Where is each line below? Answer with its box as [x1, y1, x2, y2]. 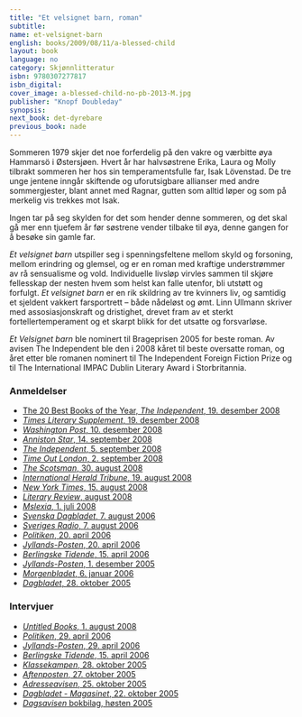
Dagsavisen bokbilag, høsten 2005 [22, 697, 153, 708]
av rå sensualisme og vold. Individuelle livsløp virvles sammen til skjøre [9, 268, 273, 279]
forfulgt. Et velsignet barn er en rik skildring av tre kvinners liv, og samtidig [9, 288, 287, 298]
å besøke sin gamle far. [9, 232, 96, 242]
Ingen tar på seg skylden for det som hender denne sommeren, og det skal [9, 213, 288, 223]
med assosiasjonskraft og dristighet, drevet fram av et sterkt [9, 307, 233, 317]
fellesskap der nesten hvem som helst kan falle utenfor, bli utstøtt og [9, 278, 263, 289]
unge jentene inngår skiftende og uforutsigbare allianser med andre [9, 176, 260, 186]
